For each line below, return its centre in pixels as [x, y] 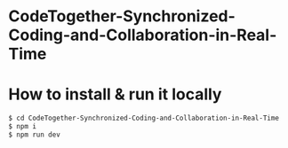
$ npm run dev [35, 135]
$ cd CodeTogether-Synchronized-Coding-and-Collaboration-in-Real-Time [144, 118]
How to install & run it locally [115, 94]
